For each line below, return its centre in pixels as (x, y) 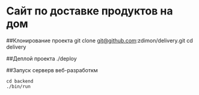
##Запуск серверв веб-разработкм (52, 70)
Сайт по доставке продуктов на (90, 11)
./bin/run (19, 86)
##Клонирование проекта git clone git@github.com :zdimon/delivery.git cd (100, 40)
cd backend (20, 81)
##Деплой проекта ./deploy (41, 58)
